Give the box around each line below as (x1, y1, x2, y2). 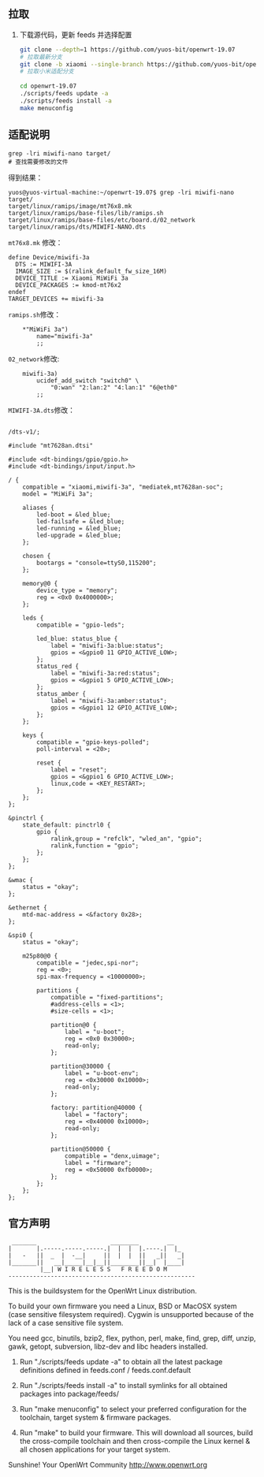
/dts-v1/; (8, 428, 41, 436)
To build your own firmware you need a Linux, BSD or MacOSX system (8, 1301, 237, 1311)
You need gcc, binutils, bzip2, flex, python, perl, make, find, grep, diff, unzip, (8, 1334, 256, 1343)
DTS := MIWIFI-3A (15, 260, 73, 268)
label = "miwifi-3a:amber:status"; (50, 697, 168, 705)
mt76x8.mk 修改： (8, 237, 63, 247)
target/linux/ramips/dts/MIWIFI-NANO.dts (8, 223, 147, 231)
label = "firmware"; (64, 1159, 132, 1166)
